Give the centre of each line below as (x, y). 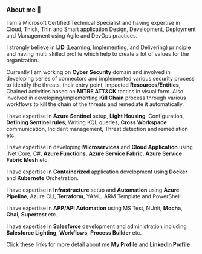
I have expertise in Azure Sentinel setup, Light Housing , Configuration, (95, 116)
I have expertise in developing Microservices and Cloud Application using (100, 147)
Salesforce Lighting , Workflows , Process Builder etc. (74, 233)
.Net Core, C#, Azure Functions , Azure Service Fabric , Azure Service (94, 153)
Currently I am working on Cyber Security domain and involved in (88, 72)
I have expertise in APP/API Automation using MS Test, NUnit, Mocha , (94, 208)
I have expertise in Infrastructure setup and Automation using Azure (93, 190)
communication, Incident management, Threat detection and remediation (97, 129)
